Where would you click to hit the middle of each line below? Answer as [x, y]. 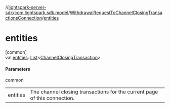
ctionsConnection [24, 18]
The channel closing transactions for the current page [94, 92]
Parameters [18, 69]
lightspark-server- [27, 7]
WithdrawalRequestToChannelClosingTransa [116, 13]
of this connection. [52, 98]
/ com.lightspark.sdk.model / [41, 13]
